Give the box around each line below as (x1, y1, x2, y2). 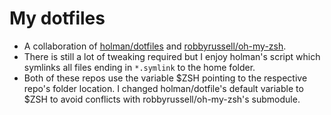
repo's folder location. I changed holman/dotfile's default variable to (23, 82, 304, 94)
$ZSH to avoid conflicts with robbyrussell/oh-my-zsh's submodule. (23, 93, 301, 105)
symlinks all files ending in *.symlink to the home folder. (23, 61, 256, 73)
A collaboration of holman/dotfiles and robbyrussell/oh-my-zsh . (23, 40, 287, 52)
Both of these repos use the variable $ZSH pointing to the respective (23, 72, 308, 84)
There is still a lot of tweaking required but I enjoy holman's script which (23, 50, 321, 62)
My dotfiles (9, 7, 106, 30)
